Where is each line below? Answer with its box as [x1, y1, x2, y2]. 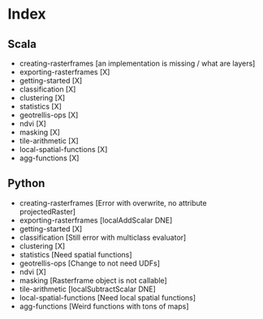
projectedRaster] [19, 206, 76, 216]
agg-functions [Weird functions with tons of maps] [19, 301, 189, 311]
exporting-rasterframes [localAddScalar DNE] [19, 215, 173, 225]
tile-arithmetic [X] [19, 136, 79, 146]
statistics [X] [19, 102, 63, 111]
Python [7, 177, 45, 190]
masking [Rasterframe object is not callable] [19, 275, 167, 285]
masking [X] [19, 127, 60, 137]
